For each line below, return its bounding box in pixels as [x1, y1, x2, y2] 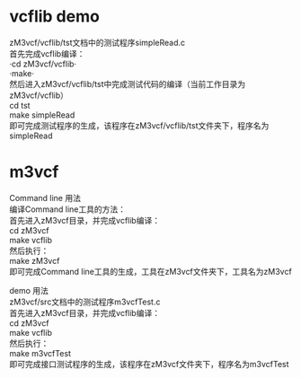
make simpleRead [9, 110, 75, 120]
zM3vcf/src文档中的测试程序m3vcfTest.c [9, 296, 161, 307]
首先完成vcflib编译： [9, 48, 85, 59]
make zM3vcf [9, 255, 60, 266]
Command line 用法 [9, 192, 81, 203]
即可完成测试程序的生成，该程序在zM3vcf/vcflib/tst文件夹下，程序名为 [9, 119, 270, 131]
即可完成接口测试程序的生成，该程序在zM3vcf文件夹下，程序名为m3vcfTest [9, 358, 289, 369]
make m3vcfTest [9, 347, 72, 358]
